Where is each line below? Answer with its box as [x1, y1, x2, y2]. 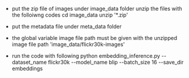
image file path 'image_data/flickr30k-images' [11, 41, 125, 48]
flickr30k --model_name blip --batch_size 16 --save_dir [48, 59, 184, 65]
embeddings [11, 65, 43, 72]
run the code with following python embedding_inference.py [11, 52, 160, 59]
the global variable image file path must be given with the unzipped [11, 35, 178, 41]
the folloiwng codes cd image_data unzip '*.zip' [11, 11, 128, 18]
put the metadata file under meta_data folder [11, 23, 122, 30]
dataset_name [11, 59, 47, 65]
